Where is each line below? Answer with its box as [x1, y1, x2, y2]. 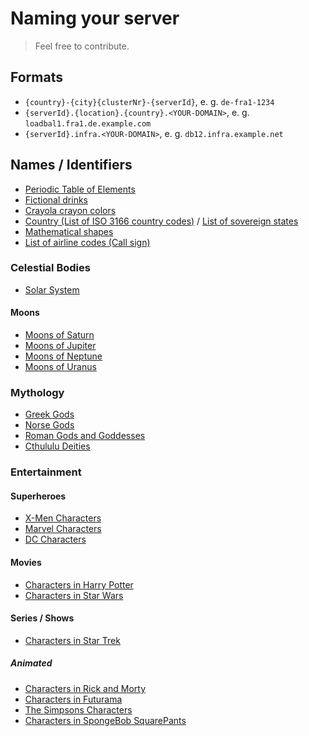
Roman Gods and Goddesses [24, 430, 146, 442]
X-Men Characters [24, 512, 102, 524]
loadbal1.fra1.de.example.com [24, 118, 152, 129]
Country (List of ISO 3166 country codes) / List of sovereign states [24, 215, 299, 227]
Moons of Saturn [24, 329, 95, 341]
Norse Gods [24, 419, 75, 431]
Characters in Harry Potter [24, 578, 134, 591]
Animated [10, 657, 53, 669]
